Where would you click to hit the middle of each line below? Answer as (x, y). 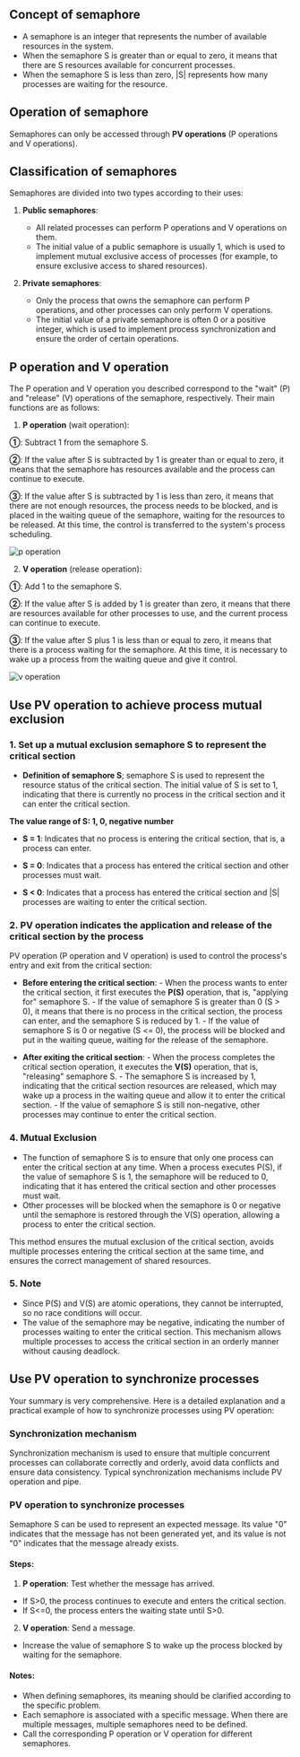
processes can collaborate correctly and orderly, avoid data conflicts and (144, 1462)
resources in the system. (68, 46)
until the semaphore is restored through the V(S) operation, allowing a (151, 1214)
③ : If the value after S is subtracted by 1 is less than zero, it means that (141, 496)
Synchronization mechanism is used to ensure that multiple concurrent (140, 1453)
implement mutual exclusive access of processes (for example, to (157, 257)
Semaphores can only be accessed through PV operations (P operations (144, 134)
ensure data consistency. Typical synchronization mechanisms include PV (146, 1472)
